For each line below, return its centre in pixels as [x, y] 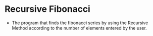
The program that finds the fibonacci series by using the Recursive [80, 23]
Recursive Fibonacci [47, 9]
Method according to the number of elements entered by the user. [79, 28]
